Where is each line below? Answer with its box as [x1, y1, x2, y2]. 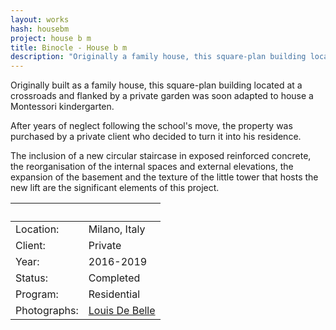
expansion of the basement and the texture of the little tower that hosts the [10, 171, 319, 183]
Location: [15, 222, 60, 236]
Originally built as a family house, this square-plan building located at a [10, 79, 303, 91]
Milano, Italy [88, 222, 146, 236]
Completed [88, 271, 141, 285]
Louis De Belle [88, 304, 156, 318]
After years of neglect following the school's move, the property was [10, 120, 293, 132]
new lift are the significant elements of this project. [10, 182, 220, 194]
